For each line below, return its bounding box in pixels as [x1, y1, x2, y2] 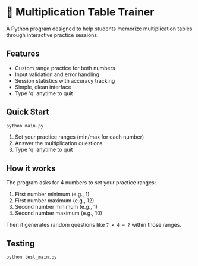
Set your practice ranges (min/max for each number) [14, 133, 144, 140]
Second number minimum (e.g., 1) [14, 204, 98, 211]
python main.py [6, 123, 44, 129]
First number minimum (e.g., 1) [14, 190, 90, 198]
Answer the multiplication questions [14, 140, 103, 147]
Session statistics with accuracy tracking [14, 77, 115, 84]
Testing [6, 238, 35, 249]
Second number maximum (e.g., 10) [14, 209, 103, 217]
